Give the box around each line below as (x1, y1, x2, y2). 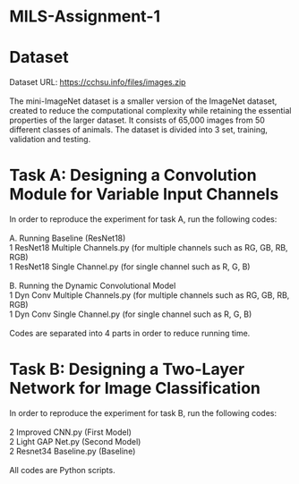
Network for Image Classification (9, 378, 261, 399)
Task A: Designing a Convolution (9, 166, 257, 185)
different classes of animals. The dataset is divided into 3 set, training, (9, 124, 269, 135)
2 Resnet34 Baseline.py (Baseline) (9, 446, 136, 456)
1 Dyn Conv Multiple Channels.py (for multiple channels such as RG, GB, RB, (9, 290, 290, 301)
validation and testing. (9, 134, 91, 145)
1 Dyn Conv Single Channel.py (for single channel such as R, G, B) (9, 309, 252, 319)
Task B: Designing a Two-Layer (9, 360, 245, 379)
